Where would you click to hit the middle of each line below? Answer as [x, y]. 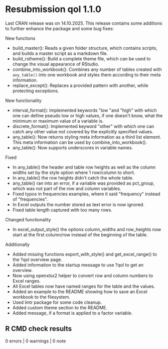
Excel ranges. [27, 281]
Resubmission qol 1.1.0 [53, 9]
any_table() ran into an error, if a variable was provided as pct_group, [83, 183]
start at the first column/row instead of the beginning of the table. [80, 234]
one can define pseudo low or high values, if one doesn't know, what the [88, 115]
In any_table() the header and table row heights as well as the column [84, 167]
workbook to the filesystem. [41, 297]
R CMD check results [39, 329]
